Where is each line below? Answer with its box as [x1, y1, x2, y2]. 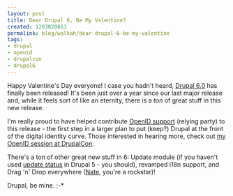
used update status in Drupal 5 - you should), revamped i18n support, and [7, 160, 220, 168]
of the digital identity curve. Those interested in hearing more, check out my [7, 132, 226, 140]
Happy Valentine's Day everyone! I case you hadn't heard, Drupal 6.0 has [7, 81, 218, 89]
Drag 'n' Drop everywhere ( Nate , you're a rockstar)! [7, 167, 156, 176]
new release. [7, 103, 44, 112]
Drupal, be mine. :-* [7, 181, 64, 189]
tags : [7, 36, 23, 43]
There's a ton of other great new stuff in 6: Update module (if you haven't [7, 153, 218, 161]
